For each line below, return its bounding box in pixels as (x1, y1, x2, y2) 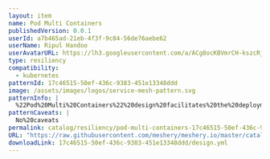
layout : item (8, 11, 52, 20)
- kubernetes (15, 71, 59, 79)
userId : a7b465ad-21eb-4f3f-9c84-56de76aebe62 (8, 34, 167, 43)
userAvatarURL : (8, 49, 59, 57)
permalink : (8, 124, 45, 132)
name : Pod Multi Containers (8, 19, 103, 27)
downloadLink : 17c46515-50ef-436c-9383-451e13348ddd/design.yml (8, 138, 228, 147)
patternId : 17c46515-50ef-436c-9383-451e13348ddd (8, 79, 178, 87)
